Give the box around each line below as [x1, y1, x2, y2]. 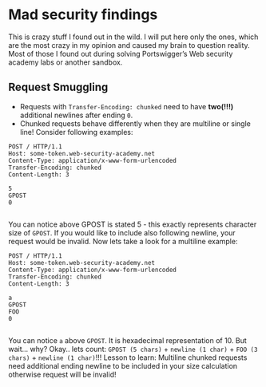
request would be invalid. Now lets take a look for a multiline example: [8, 236, 238, 246]
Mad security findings [8, 6, 158, 24]
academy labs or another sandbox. [8, 57, 123, 67]
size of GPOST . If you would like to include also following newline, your [8, 227, 236, 237]
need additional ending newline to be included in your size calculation [8, 361, 238, 370]
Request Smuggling [8, 81, 109, 94]
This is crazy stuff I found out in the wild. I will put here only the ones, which [8, 32, 259, 41]
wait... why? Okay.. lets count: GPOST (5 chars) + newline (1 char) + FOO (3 [8, 344, 258, 353]
